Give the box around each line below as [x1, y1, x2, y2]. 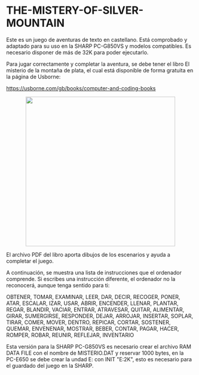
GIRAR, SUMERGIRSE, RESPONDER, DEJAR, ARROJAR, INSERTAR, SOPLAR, [6, 312, 194, 319]
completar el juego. [6, 257, 54, 264]
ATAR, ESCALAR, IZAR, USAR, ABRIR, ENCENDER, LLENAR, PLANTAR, [6, 300, 179, 307]
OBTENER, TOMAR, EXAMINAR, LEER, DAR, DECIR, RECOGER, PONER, [6, 293, 180, 300]
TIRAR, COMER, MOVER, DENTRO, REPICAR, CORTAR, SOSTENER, [6, 318, 171, 326]
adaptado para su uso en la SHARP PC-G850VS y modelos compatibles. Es [6, 42, 192, 50]
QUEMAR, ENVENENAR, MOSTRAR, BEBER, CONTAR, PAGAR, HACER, [6, 325, 179, 332]
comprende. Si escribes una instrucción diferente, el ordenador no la [6, 275, 176, 282]
